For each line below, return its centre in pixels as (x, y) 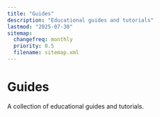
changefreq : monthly (43, 40)
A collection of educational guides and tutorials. (75, 106)
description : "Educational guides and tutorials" (81, 20)
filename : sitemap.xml (46, 53)
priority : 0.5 (34, 46)
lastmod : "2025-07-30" (40, 26)
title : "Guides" (31, 14)
